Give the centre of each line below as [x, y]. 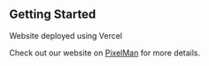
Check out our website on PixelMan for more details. [105, 53]
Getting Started [53, 15]
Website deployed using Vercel [66, 35]
